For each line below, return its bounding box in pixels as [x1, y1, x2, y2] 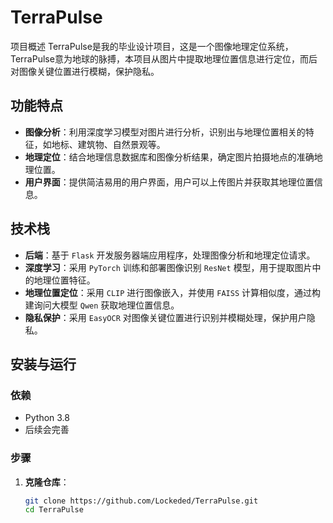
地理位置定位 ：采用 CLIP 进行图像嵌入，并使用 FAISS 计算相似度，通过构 [24, 286, 321, 298]
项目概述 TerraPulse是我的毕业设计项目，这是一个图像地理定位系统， [10, 40, 294, 52]
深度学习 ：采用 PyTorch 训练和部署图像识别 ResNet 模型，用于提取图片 [24, 261, 313, 273]
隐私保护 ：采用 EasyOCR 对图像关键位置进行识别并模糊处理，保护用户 [24, 311, 307, 323]
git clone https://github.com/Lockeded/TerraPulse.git [24, 496, 259, 506]
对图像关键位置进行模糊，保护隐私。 [10, 65, 160, 77]
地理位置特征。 [33, 274, 96, 286]
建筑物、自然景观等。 [77, 138, 166, 150]
